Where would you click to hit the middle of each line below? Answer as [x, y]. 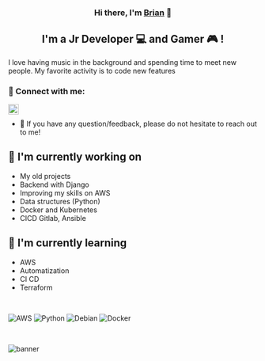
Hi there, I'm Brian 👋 [133, 13]
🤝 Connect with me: [47, 91]
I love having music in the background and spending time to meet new [123, 62]
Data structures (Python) [60, 201]
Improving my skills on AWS [65, 192]
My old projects [45, 176]
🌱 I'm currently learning [68, 243]
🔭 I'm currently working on [75, 157]
